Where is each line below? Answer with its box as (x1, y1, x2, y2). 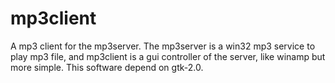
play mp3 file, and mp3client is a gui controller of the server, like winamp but (10, 50, 326, 62)
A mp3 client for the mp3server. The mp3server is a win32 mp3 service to (10, 40, 316, 52)
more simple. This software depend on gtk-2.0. (10, 61, 204, 73)
